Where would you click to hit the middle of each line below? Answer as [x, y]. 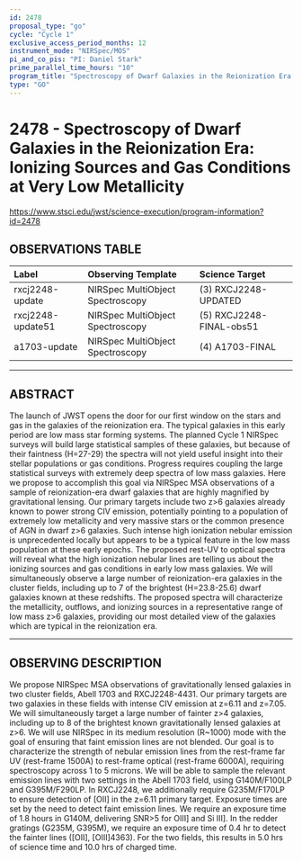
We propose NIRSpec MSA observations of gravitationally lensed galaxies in [151, 684]
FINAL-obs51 [229, 327]
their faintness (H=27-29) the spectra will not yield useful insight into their [146, 454]
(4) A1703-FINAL [238, 347]
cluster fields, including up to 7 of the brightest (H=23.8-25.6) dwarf [136, 588]
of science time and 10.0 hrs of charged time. [93, 847]
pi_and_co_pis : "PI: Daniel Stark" [76, 59]
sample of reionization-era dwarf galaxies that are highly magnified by [139, 492]
